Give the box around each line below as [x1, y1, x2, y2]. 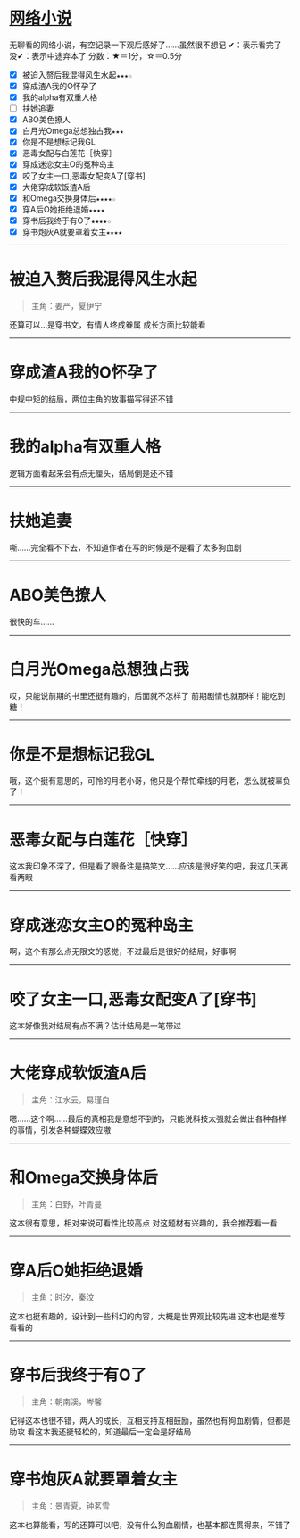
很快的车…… [9, 616, 55, 627]
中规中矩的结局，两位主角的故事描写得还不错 [9, 394, 174, 404]
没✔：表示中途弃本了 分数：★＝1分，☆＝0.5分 [9, 50, 183, 61]
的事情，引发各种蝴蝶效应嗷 [9, 1125, 112, 1135]
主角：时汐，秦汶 [30, 1292, 95, 1303]
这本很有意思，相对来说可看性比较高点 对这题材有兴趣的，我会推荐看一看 [9, 1218, 278, 1228]
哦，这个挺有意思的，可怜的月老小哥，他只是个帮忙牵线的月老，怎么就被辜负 [9, 776, 291, 786]
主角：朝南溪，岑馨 [30, 1396, 103, 1407]
